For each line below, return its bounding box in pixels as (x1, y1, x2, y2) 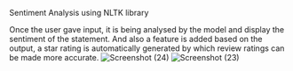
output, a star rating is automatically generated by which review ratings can (9, 43, 285, 53)
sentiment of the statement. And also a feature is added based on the (9, 34, 264, 44)
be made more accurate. (9, 53, 99, 62)
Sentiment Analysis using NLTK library (9, 8, 149, 18)
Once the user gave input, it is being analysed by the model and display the (9, 25, 285, 34)
